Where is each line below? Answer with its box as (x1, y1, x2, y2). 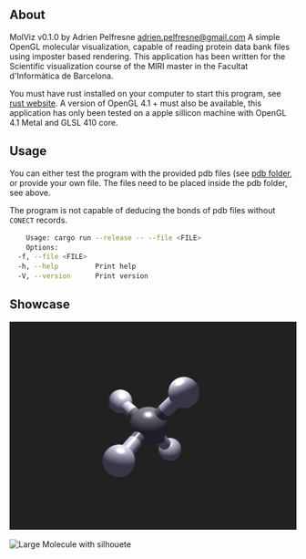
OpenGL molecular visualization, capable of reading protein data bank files (9, 41, 290, 52)
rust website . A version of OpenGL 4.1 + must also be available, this (9, 98, 262, 109)
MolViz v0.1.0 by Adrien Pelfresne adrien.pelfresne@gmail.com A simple (9, 31, 280, 42)
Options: (25, 243, 59, 252)
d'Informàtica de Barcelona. (9, 70, 114, 81)
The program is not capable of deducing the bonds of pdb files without (9, 204, 276, 215)
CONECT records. (9, 214, 68, 225)
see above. (9, 187, 51, 198)
